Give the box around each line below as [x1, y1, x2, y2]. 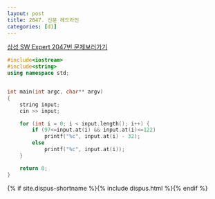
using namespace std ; [7, 70, 70, 77]
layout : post [7, 10, 45, 17]
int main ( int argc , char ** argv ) [7, 88, 104, 95]
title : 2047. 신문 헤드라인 [7, 17, 80, 24]
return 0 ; [19, 164, 48, 172]
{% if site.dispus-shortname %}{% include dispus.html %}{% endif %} [7, 184, 209, 192]
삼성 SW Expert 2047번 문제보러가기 [7, 43, 108, 51]
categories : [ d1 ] [7, 23, 57, 30]
